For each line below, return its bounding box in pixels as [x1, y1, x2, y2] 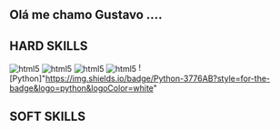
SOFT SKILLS [9, 109, 86, 125]
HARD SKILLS [9, 38, 88, 54]
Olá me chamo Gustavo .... [9, 7, 163, 23]
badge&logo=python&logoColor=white [9, 82, 155, 94]
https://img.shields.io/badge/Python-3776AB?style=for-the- [45, 73, 271, 84]
